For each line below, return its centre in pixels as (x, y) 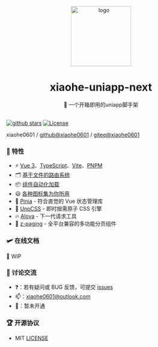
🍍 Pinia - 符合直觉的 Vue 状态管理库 (59, 201)
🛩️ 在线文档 (23, 241)
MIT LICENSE (32, 338)
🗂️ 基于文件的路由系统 (42, 175)
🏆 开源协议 (23, 322)
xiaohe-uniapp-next (101, 87)
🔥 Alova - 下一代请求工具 (46, 216)
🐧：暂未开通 (30, 306)
